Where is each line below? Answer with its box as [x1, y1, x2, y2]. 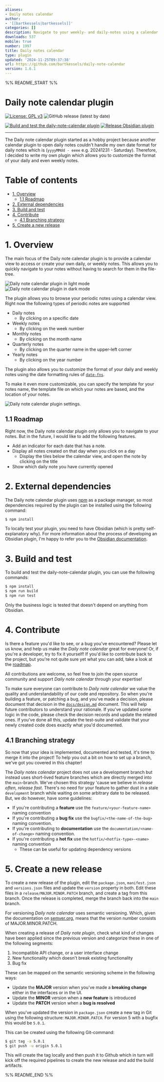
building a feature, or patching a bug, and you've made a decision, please [5, 696, 153, 702]
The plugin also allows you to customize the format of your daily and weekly [5, 366, 158, 372]
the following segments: [5, 940, 54, 946]
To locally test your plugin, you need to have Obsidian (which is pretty [5, 526, 145, 531]
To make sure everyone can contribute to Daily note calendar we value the [5, 685, 155, 691]
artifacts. [5, 1062, 23, 1068]
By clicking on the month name [19, 336, 82, 342]
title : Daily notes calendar [5, 48, 64, 53]
